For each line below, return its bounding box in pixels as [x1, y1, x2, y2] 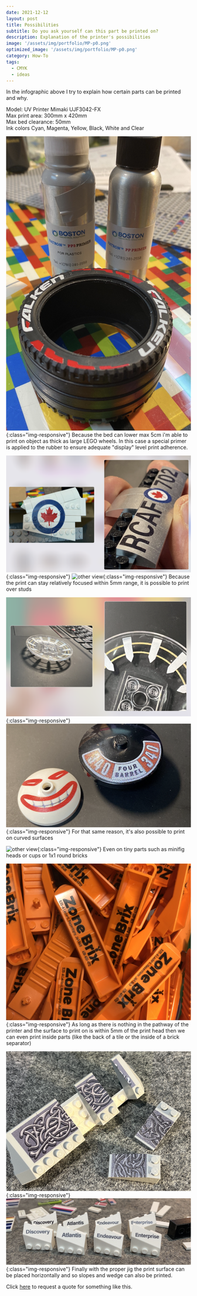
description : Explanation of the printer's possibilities [6, 34, 151, 41]
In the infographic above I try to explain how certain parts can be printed [6, 88, 181, 95]
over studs [6, 585, 32, 593]
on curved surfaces [6, 835, 54, 842]
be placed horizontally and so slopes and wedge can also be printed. [6, 1271, 173, 1278]
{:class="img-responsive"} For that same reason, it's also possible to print [6, 828, 185, 835]
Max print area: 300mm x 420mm [6, 112, 87, 119]
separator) [6, 1039, 32, 1046]
